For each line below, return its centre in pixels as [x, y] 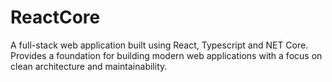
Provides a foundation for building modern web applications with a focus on [166, 55]
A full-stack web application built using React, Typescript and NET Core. [159, 45]
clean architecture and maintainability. [89, 66]
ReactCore [55, 17]
